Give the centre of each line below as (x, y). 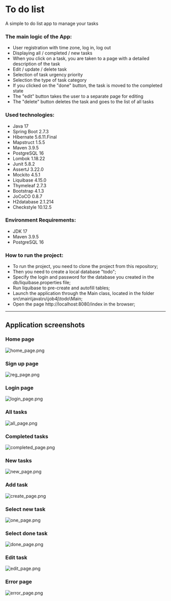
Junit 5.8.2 (24, 164)
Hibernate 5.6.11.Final (35, 137)
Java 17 (21, 126)
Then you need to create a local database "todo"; (64, 272)
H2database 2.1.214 (33, 201)
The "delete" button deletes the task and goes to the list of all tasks (83, 102)
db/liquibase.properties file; (42, 283)
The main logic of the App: (39, 37)
